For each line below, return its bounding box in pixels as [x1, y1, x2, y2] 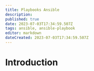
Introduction [5, 57, 58, 68]
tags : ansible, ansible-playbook [5, 26, 75, 31]
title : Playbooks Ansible [5, 7, 59, 12]
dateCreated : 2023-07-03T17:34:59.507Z [5, 35, 89, 40]
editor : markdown [5, 30, 42, 35]
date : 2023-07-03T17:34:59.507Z [5, 21, 73, 26]
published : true [5, 16, 39, 21]
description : [5, 12, 33, 17]
